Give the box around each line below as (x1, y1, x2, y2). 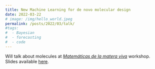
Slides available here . (5, 58, 49, 65)
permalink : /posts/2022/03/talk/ (5, 21, 75, 26)
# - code (5, 40, 26, 45)
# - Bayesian (5, 30, 35, 35)
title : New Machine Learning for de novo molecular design (5, 7, 131, 12)
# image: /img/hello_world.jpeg (5, 16, 72, 21)
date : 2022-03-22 (5, 12, 41, 17)
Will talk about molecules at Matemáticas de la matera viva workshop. (5, 53, 150, 59)
